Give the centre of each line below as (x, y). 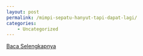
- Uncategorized (38, 29)
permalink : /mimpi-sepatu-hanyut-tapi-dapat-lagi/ (72, 18)
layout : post (23, 12)
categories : (21, 23)
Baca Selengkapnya (31, 46)
